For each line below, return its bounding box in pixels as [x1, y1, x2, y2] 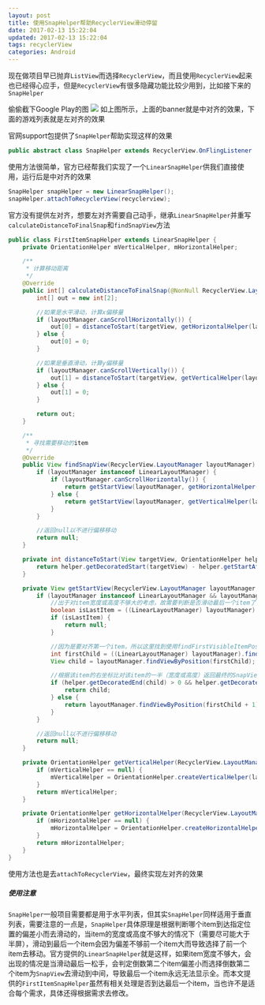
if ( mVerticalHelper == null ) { [36, 766, 144, 774]
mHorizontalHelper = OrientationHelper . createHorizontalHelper [50, 824, 263, 832]
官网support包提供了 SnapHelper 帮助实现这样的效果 [8, 131, 173, 140]
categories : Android [8, 48, 77, 56]
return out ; [36, 410, 77, 418]
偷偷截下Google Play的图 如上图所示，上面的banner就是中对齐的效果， [8, 104, 248, 114]
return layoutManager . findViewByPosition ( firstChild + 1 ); [64, 701, 263, 708]
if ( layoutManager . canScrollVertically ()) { [36, 366, 185, 375]
